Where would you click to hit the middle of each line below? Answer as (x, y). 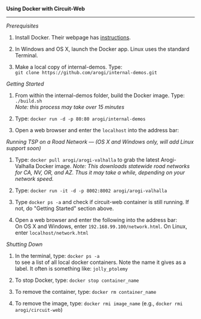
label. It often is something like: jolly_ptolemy (71, 268)
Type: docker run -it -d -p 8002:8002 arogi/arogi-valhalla (91, 190)
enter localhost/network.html (51, 233)
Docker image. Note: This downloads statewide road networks (113, 166)
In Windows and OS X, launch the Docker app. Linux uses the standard (102, 49)
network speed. (34, 179)
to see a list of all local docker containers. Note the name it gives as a (100, 262)
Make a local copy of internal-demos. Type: (68, 67)
